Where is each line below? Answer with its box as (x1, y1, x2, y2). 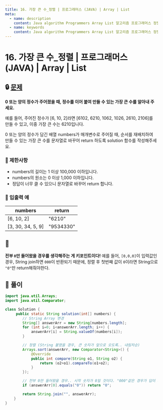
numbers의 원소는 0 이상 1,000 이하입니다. (12, 175, 94, 181)
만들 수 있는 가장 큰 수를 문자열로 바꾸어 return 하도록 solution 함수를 (5, 137, 136, 143)
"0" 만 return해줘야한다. (5, 265, 50, 271)
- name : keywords (9, 25, 45, 30)
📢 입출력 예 (5, 194, 29, 201)
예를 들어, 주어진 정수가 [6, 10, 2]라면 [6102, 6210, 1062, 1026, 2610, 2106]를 (5, 115, 153, 121)
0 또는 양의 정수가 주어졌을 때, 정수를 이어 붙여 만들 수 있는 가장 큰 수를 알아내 (5, 99, 149, 105)
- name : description (9, 16, 51, 21)
